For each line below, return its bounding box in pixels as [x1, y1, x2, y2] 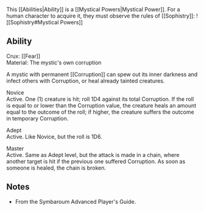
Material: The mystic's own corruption [6, 58, 102, 66]
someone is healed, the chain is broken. [6, 164, 107, 171]
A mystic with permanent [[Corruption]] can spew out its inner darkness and [6, 71, 198, 78]
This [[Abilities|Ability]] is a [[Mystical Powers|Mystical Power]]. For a [6, 6, 181, 13]
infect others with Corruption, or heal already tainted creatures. [6, 77, 165, 85]
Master [6, 145, 24, 152]
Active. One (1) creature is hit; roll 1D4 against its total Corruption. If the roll [6, 95, 194, 103]
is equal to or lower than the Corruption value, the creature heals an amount [6, 102, 197, 109]
